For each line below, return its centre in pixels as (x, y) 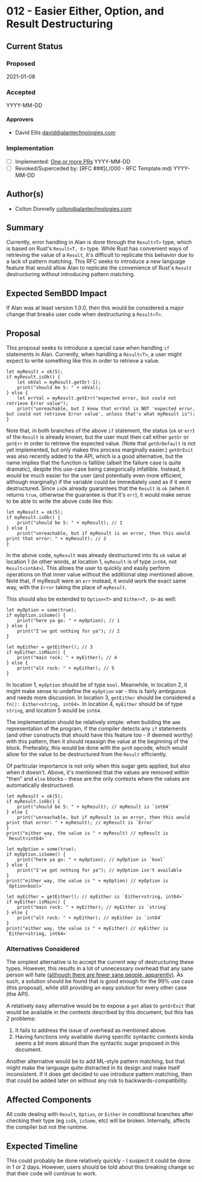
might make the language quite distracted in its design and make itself (93, 1068)
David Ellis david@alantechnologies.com (65, 133)
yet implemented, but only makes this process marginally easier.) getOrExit (100, 450)
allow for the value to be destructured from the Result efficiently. (87, 754)
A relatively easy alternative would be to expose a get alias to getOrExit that (101, 1006)
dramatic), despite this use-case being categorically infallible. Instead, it (96, 469)
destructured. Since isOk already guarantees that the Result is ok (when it (98, 488)
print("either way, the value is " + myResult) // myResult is (87, 833)
